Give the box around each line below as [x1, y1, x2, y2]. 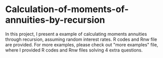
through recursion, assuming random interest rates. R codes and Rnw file [5, 36, 157, 42]
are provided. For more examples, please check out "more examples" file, [5, 41, 158, 47]
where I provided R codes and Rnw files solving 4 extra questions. [5, 47, 143, 53]
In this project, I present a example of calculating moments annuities [5, 31, 147, 37]
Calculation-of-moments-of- [5, 4, 129, 15]
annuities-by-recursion [5, 14, 105, 26]
